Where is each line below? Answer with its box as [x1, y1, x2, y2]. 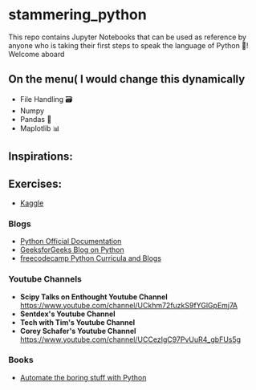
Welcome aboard [8, 49, 65, 59]
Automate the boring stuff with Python [19, 372, 147, 382]
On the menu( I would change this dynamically [8, 72, 246, 86]
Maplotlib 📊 [19, 123, 60, 133]
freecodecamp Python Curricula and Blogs [19, 254, 162, 263]
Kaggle [19, 198, 44, 208]
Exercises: [8, 177, 63, 190]
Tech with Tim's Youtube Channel [19, 317, 136, 327]
